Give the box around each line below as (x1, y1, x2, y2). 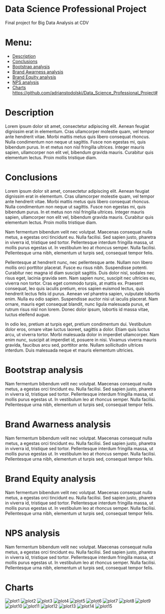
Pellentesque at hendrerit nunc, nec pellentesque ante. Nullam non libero (5, 259, 153, 265)
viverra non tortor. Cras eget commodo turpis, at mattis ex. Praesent (5, 280, 143, 286)
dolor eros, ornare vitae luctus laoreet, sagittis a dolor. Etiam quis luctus (5, 326, 150, 332)
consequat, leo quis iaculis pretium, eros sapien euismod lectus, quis (5, 285, 145, 291)
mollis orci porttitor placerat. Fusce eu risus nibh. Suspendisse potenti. (5, 264, 148, 270)
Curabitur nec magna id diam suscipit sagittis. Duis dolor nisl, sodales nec (5, 269, 155, 276)
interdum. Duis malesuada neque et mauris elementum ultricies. (5, 347, 134, 353)
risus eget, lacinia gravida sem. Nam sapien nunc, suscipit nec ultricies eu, (5, 275, 156, 281)
